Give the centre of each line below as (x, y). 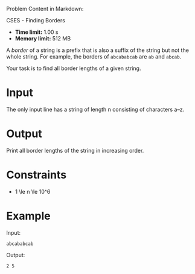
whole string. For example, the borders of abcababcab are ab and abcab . (94, 56)
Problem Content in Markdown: (45, 9)
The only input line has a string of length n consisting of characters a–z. (95, 109)
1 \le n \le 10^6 (33, 191)
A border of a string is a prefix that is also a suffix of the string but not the (97, 50)
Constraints (37, 175)
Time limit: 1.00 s (37, 32)
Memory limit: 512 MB (43, 38)
